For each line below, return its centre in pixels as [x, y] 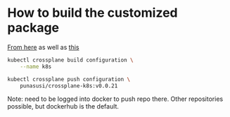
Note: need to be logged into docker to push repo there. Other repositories [115, 99]
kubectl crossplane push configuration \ [69, 79]
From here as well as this [43, 47]
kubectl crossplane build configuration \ [70, 60]
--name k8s [36, 67]
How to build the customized [92, 13]
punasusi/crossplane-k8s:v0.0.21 [69, 85]
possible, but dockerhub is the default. [63, 106]
